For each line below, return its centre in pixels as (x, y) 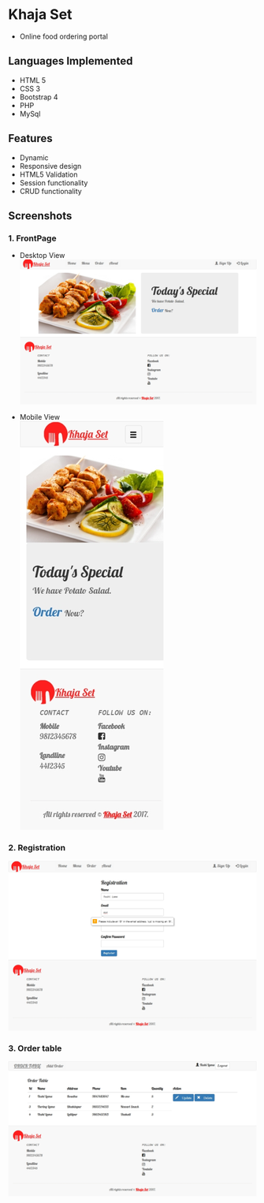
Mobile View (40, 417)
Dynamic (34, 157)
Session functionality (54, 182)
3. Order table (35, 1048)
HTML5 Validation (48, 174)
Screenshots (40, 216)
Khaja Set (40, 15)
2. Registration (37, 848)
